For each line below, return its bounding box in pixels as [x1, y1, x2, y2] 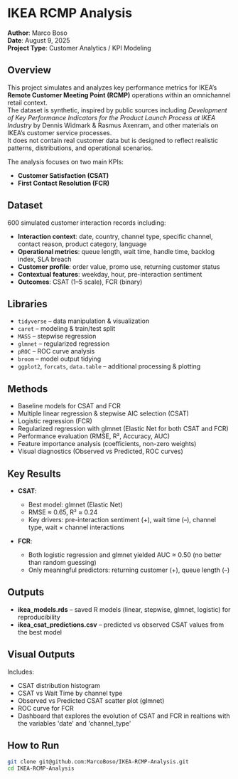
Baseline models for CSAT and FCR [17, 402, 121, 410]
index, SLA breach [17, 255, 72, 263]
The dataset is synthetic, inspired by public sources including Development [7, 105, 227, 115]
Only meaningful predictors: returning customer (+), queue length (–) [28, 566, 230, 574]
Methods [7, 383, 48, 395]
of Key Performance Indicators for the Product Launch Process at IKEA [7, 113, 216, 122]
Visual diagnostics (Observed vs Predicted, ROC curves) [17, 447, 183, 456]
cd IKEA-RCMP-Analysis [7, 765, 75, 773]
